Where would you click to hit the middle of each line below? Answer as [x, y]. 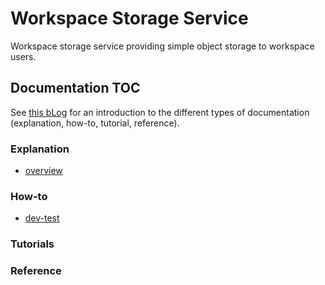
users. [23, 56]
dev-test [42, 218]
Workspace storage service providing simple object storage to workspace [162, 46]
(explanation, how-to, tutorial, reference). [95, 123]
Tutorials [32, 244]
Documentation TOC [75, 88]
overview [43, 171]
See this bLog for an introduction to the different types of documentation [160, 112]
